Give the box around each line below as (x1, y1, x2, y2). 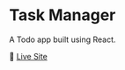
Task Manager (9, 5, 116, 25)
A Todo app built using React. (9, 34, 116, 45)
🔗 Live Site (9, 51, 48, 61)
